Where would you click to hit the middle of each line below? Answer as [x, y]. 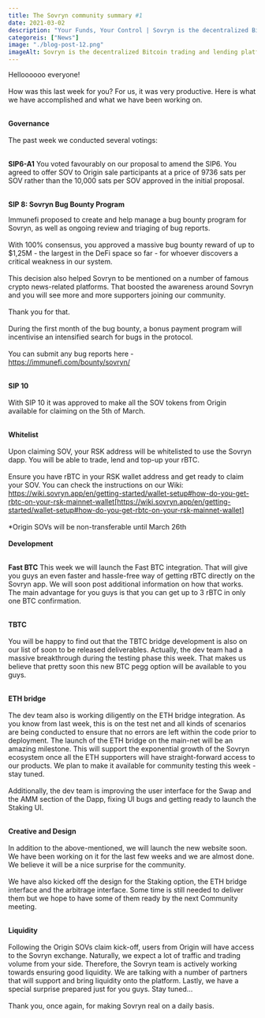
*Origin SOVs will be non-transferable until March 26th [97, 527]
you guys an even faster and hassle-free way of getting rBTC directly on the [132, 576]
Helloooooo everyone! [44, 75]
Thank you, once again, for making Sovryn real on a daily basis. [111, 1006]
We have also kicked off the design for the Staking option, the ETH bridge [128, 881]
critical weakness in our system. [60, 262]
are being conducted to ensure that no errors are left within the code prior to [132, 732]
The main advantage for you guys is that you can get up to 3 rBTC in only [127, 592]
